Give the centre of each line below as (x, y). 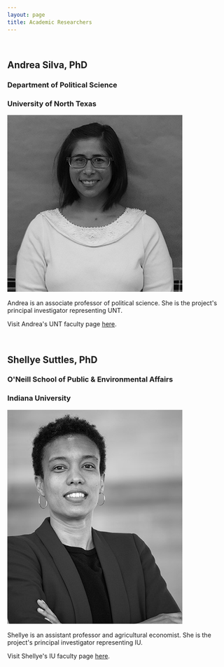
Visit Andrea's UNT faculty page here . (62, 324)
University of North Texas (52, 104)
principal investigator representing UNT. (65, 311)
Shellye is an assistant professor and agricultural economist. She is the (109, 635)
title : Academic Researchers (50, 22)
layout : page (26, 15)
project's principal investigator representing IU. (75, 642)
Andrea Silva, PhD (48, 65)
